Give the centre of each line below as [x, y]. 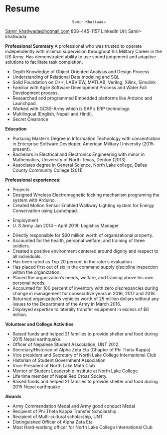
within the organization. [36, 272]
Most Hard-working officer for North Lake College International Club [83, 427]
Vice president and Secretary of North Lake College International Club [84, 355]
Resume [22, 9]
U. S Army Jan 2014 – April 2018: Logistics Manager [66, 225]
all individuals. [27, 256]
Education [16, 129]
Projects [21, 189]
